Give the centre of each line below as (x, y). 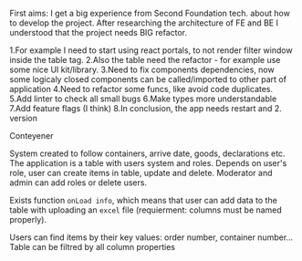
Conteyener (31, 136)
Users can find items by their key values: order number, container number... (151, 237)
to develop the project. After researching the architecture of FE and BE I (144, 23)
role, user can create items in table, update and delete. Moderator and (141, 173)
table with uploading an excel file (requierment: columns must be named (146, 210)
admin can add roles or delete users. (78, 183)
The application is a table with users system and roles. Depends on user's (148, 163)
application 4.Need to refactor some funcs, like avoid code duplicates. (141, 89)
